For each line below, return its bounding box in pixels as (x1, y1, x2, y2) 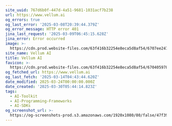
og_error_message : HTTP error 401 (5, 27, 79, 32)
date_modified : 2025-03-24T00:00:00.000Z (5, 79, 95, 84)
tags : (5, 88, 17, 94)
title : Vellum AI (5, 55, 42, 61)
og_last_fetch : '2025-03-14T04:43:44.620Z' (5, 75, 100, 80)
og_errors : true (5, 17, 40, 22)
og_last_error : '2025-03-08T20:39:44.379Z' (5, 22, 100, 27)
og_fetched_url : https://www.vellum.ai (5, 70, 91, 75)
